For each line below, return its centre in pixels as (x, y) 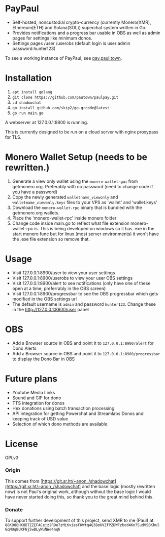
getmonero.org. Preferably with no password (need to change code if (83, 186)
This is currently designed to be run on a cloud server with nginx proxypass (82, 132)
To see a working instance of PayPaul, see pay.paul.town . (64, 58)
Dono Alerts (24, 348)
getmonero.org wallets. (36, 212)
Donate (14, 509)
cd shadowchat (27, 103)
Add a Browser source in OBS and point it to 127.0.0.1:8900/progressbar (86, 353)
